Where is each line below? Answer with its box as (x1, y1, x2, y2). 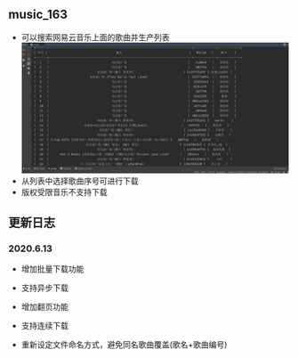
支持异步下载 (20, 282, 68, 293)
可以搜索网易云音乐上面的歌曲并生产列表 (20, 31, 170, 43)
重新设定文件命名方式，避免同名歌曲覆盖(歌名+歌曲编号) (20, 339, 228, 350)
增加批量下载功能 (20, 264, 85, 274)
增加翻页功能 (20, 302, 68, 313)
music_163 (8, 7, 68, 22)
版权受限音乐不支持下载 (20, 186, 108, 197)
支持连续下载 (20, 321, 68, 331)
